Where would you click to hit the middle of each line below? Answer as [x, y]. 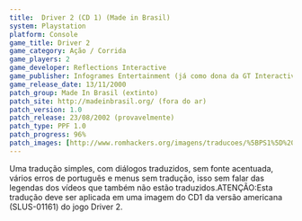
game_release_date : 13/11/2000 [68, 84]
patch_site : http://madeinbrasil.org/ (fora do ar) [108, 101]
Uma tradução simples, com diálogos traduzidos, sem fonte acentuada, [142, 168]
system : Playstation [48, 26]
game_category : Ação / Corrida [68, 51]
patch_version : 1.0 [46, 110]
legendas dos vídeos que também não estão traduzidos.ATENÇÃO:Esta [141, 187]
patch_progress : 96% [48, 135]
